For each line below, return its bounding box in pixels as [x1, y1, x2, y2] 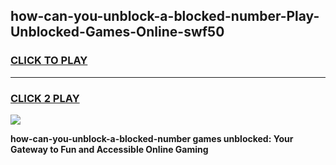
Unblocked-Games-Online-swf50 [10, 24, 225, 41]
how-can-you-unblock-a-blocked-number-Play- [10, 8, 320, 25]
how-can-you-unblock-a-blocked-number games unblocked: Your [10, 132, 294, 144]
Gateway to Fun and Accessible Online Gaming [10, 143, 209, 155]
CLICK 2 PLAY [10, 91, 80, 105]
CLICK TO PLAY [10, 54, 88, 68]
